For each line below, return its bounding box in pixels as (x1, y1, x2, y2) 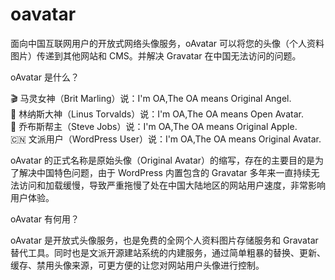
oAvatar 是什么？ (10, 71, 80, 83)
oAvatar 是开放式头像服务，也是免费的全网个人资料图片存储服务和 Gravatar (10, 234, 319, 246)
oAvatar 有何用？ (10, 213, 80, 225)
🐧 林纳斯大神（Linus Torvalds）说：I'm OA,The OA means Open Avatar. (10, 108, 304, 120)
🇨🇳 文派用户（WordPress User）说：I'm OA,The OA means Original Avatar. (10, 133, 322, 145)
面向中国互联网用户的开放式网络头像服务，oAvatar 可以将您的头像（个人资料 (10, 37, 325, 49)
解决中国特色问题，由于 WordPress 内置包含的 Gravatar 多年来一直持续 (18, 166, 312, 178)
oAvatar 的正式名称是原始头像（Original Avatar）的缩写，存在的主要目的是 (10, 154, 316, 166)
